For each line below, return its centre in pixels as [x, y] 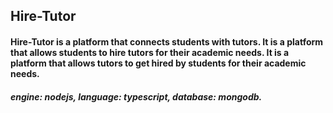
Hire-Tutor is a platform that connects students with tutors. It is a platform [167, 41]
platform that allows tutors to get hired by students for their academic [158, 63]
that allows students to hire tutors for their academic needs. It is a [150, 52]
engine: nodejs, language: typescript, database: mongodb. [136, 96]
